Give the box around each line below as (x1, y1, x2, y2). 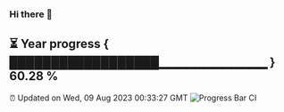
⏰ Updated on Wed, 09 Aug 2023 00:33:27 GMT (9, 92, 188, 103)
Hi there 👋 (9, 8, 54, 20)
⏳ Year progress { (9, 36, 110, 52)
